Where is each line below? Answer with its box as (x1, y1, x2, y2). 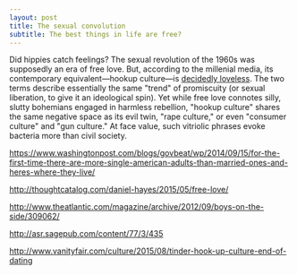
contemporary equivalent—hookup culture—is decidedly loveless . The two (9, 73, 284, 84)
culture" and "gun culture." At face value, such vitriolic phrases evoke (9, 121, 266, 132)
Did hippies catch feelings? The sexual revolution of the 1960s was (9, 55, 255, 65)
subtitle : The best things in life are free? (9, 30, 182, 39)
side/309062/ (9, 211, 60, 222)
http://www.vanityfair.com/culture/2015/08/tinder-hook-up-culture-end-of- (9, 245, 287, 256)
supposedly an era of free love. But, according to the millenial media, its (9, 64, 274, 74)
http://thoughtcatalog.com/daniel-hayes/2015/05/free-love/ (9, 185, 229, 195)
